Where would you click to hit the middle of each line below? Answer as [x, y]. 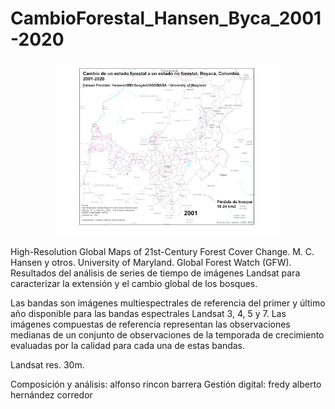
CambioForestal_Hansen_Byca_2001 [166, 18]
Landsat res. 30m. [47, 365]
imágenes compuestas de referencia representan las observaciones [150, 324]
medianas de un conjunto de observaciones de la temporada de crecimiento [167, 335]
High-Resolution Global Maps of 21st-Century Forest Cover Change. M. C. [162, 252]
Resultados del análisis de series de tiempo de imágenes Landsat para [155, 273]
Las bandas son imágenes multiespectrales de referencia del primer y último [168, 303]
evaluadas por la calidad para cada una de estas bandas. [128, 346]
